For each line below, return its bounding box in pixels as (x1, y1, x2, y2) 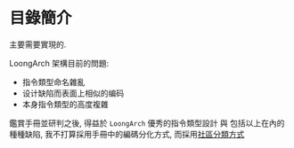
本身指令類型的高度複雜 (21, 98, 109, 109)
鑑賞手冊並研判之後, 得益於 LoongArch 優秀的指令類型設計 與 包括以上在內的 (9, 117, 285, 129)
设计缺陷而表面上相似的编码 (21, 88, 125, 98)
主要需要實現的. (9, 39, 67, 50)
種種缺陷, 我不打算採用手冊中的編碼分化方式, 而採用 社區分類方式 (9, 129, 245, 139)
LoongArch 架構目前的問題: (9, 58, 110, 68)
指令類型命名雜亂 (21, 76, 86, 87)
